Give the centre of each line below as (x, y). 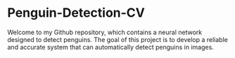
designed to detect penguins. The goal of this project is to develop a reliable (118, 39)
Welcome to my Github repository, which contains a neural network (105, 32)
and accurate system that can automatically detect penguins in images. (111, 47)
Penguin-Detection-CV (76, 13)
